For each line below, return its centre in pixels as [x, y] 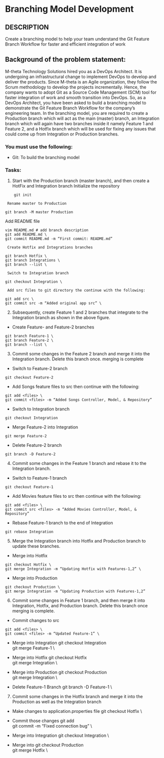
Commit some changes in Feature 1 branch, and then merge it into [79, 600]
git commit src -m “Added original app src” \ [53, 303]
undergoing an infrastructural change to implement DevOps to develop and [81, 77]
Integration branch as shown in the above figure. [61, 318]
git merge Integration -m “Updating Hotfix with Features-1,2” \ [73, 569]
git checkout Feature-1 [29, 487]
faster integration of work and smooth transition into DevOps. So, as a [75, 97]
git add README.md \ [26, 235]
